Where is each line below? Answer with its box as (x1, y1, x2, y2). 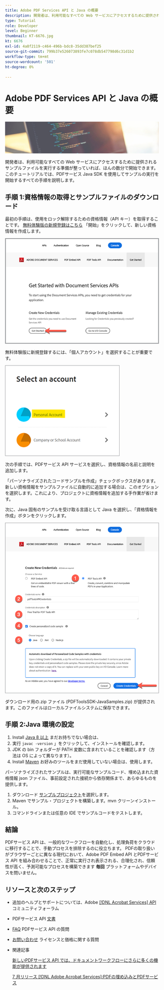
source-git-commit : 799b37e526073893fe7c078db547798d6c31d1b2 (5, 49, 134, 54)
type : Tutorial (5, 18, 36, 23)
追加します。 (5, 467, 31, 473)
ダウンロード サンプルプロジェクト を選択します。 (12, 791, 111, 797)
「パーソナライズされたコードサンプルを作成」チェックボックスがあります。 (5, 478, 159, 484)
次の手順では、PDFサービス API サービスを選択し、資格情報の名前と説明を (5, 462, 155, 467)
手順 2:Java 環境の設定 (5, 720, 74, 729)
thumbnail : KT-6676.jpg (5, 34, 54, 39)
